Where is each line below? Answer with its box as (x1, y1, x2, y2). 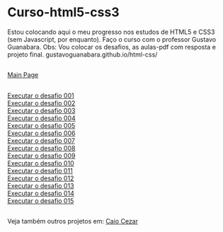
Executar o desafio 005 (7, 121, 76, 129)
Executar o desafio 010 (7, 158, 74, 167)
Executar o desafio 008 (7, 144, 76, 152)
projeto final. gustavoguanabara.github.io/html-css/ (7, 50, 158, 59)
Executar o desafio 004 (7, 114, 76, 122)
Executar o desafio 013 (7, 181, 74, 190)
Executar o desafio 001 (7, 91, 74, 100)
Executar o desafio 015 (7, 196, 74, 205)
